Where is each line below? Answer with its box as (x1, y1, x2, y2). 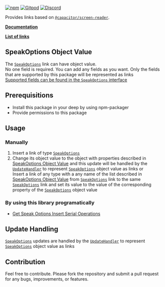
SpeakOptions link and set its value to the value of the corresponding (12, 181, 152, 188)
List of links (5, 34, 30, 39)
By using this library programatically (5, 199, 95, 206)
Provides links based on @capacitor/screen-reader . (5, 14, 110, 20)
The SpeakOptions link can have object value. (5, 61, 97, 67)
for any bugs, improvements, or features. (5, 276, 89, 282)
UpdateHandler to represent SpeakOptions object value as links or (12, 166, 144, 172)
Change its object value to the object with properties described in (12, 155, 146, 161)
